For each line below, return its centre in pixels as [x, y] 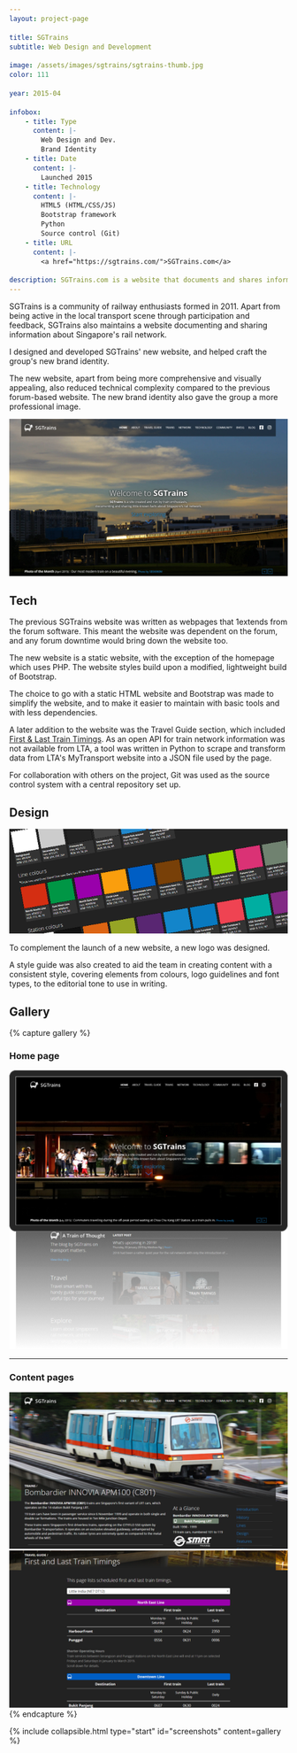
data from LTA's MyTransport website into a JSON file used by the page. [141, 758]
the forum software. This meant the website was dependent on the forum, [144, 631]
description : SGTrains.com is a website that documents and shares [136, 280]
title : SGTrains [39, 37]
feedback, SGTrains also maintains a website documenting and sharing [138, 325]
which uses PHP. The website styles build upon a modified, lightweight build [148, 668]
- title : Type [51, 121]
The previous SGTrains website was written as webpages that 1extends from [148, 622]
